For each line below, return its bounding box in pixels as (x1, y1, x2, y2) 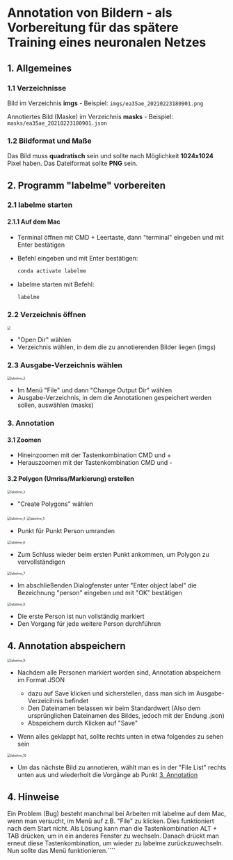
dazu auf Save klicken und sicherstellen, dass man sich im (27, 689, 195, 698)
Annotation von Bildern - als (7, 5, 172, 21)
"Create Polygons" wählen (17, 500, 94, 508)
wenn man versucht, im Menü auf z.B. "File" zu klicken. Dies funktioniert (7, 817, 214, 825)
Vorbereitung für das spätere (7, 20, 179, 36)
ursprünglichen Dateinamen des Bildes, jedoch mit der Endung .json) (27, 712, 225, 720)
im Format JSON (17, 676, 65, 684)
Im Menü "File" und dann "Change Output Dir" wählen (17, 386, 172, 394)
